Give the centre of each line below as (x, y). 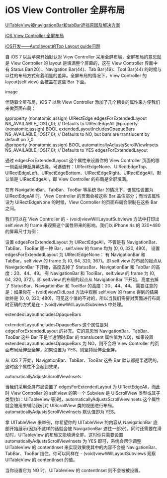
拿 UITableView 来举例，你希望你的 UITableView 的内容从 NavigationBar (79, 422)
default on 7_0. (20, 139)
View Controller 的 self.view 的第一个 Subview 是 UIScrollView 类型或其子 (85, 393)
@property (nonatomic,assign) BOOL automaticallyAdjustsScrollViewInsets (82, 145)
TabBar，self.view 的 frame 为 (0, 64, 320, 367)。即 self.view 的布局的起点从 (83, 260)
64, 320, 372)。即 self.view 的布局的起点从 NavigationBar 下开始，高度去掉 (82, 279)
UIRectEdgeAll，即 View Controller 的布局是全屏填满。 (75, 179)
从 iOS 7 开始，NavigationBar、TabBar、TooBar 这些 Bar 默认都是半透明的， (83, 360)
